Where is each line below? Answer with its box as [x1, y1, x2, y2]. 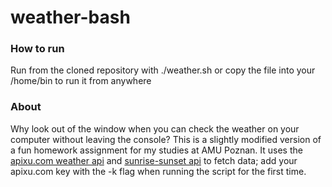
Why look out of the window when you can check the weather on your [10, 122, 300, 135]
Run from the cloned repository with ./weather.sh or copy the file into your [10, 64, 316, 76]
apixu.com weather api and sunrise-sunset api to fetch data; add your [10, 154, 298, 166]
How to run [10, 42, 65, 56]
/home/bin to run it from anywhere [10, 75, 152, 87]
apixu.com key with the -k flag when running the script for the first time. [10, 165, 307, 177]
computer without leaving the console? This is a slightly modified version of [10, 133, 322, 145]
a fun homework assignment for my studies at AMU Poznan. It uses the [10, 144, 303, 156]
